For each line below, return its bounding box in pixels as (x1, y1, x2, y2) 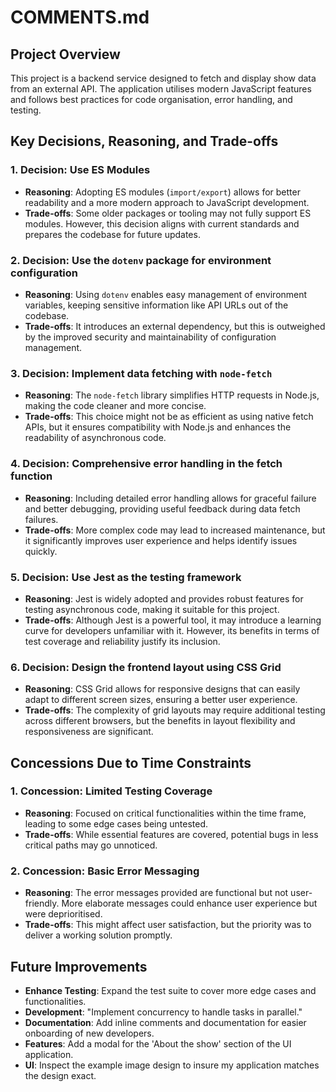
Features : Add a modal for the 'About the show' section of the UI (24, 1037, 292, 1050)
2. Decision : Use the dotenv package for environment (10, 253, 272, 267)
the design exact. (24, 1069, 97, 1081)
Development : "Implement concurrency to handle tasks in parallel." (24, 1006, 303, 1018)
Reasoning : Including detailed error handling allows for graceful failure (24, 492, 317, 504)
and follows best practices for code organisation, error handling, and (10, 94, 293, 105)
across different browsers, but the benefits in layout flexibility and (24, 715, 296, 727)
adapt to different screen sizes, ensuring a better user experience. (24, 694, 298, 706)
